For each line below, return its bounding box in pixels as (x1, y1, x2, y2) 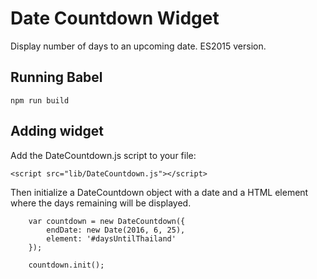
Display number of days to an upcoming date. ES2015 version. (10, 40, 267, 52)
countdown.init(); (28, 260, 105, 270)
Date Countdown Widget (10, 7, 220, 30)
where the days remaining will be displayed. (10, 197, 192, 209)
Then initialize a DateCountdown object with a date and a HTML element (10, 186, 309, 198)
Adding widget (10, 123, 104, 140)
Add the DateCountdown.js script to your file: (10, 149, 197, 161)
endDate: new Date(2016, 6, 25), (46, 225, 186, 235)
